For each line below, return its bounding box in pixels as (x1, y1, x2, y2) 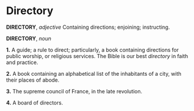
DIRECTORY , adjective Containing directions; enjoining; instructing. (6, 23, 170, 31)
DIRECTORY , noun (6, 35, 52, 42)
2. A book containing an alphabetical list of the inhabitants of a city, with (6, 70, 182, 77)
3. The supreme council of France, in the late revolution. (6, 88, 143, 95)
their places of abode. (6, 76, 60, 83)
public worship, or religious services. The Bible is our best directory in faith (6, 52, 189, 59)
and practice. (6, 59, 38, 66)
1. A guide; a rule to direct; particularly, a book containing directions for (6, 46, 179, 53)
